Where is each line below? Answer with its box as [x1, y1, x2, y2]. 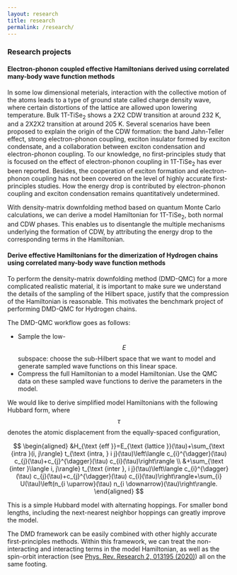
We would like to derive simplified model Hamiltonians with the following [7, 398, 218, 407]
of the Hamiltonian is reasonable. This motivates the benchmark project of [7, 297, 224, 306]
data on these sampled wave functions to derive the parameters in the [17, 377, 223, 385]
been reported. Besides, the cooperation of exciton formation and [7, 167, 199, 175]
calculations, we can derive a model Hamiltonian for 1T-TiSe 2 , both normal [7, 211, 224, 221]
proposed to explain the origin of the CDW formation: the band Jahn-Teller [7, 127, 224, 136]
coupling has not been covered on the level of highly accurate [31, 175, 212, 183]
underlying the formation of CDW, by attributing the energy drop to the [7, 227, 213, 236]
